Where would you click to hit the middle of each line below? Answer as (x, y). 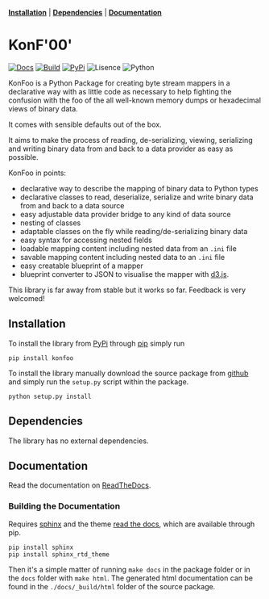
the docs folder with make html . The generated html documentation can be (131, 578)
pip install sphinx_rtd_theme (59, 554)
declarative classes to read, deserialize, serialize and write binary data (137, 197)
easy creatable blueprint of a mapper (81, 266)
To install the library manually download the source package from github (128, 373)
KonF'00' (40, 45)
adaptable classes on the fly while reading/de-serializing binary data (134, 231)
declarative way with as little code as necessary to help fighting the (120, 91)
